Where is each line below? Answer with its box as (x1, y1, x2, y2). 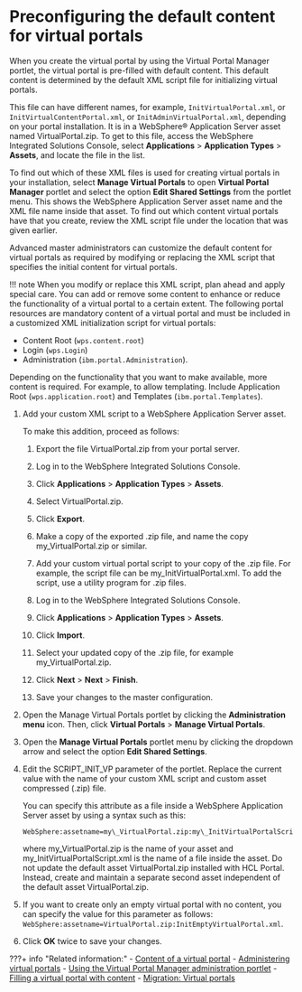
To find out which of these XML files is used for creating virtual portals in (9, 167, 280, 178)
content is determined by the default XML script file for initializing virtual (9, 74, 278, 85)
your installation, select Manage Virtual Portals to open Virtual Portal (9, 176, 270, 187)
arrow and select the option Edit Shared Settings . (22, 745, 207, 756)
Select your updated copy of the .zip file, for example (35, 647, 234, 658)
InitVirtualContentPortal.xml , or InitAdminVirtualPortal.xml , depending (9, 111, 287, 122)
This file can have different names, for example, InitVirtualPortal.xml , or (9, 101, 286, 112)
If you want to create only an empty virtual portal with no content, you (22, 899, 282, 910)
